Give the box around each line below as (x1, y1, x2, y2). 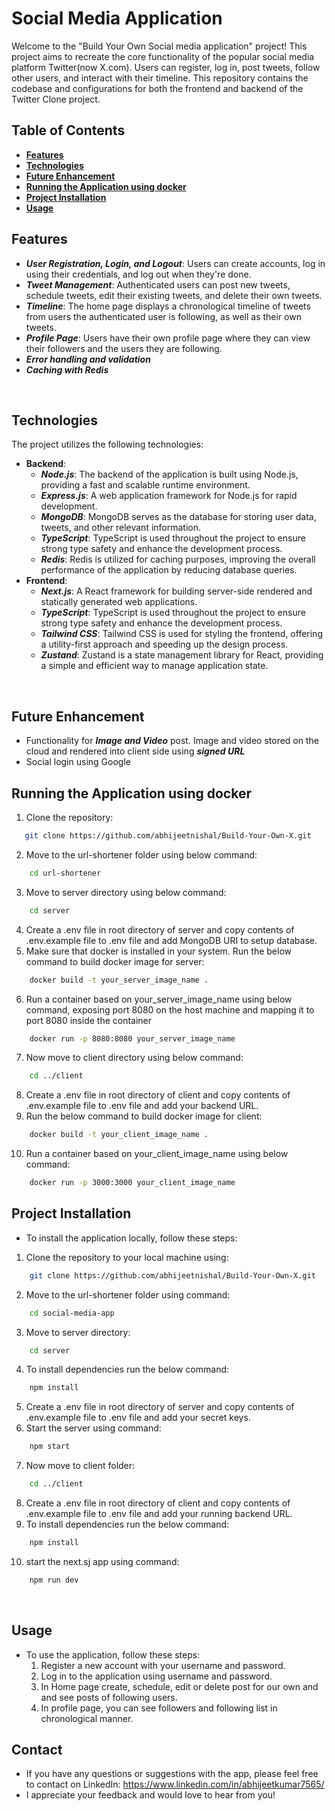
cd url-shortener (29, 868, 102, 878)
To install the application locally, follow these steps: (25, 1232, 238, 1244)
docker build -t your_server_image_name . (29, 975, 209, 985)
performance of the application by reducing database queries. (40, 564, 298, 576)
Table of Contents (11, 122, 126, 139)
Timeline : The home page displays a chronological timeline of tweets (25, 300, 311, 312)
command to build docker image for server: (25, 955, 205, 967)
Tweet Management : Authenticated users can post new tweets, (25, 278, 291, 291)
